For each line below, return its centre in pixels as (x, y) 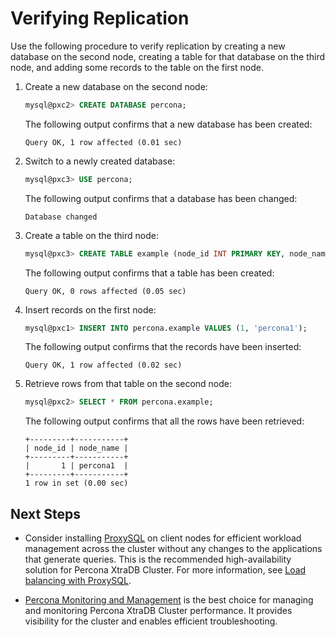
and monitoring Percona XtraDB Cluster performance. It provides (158, 611)
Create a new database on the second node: (116, 86)
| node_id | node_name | (76, 448)
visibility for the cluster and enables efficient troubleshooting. (151, 621)
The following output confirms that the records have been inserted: (163, 347)
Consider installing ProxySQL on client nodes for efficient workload (163, 538)
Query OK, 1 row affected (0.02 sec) (103, 365)
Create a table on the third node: (91, 235)
